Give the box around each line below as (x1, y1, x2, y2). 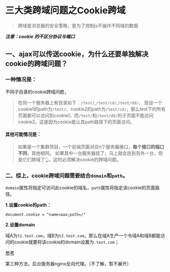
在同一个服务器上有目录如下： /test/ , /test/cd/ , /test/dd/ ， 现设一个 (17, 99, 162, 105)
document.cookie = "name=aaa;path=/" (5, 212, 86, 217)
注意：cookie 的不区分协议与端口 (5, 33, 75, 39)
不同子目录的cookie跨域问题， (5, 88, 69, 95)
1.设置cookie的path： (5, 202, 52, 208)
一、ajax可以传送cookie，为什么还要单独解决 (5, 50, 148, 59)
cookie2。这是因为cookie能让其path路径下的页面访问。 (17, 119, 135, 125)
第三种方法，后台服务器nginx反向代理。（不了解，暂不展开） (5, 261, 132, 267)
